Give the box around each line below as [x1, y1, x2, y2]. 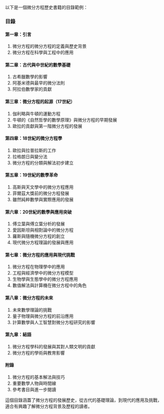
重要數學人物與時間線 [12, 380, 56, 386]
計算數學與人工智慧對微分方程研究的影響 [12, 319, 95, 325]
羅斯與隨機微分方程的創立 [12, 233, 65, 239]
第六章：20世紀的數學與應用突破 [5, 208, 72, 215]
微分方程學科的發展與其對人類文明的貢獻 [12, 343, 95, 349]
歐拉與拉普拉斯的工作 [12, 147, 56, 153]
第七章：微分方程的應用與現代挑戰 [5, 252, 75, 258]
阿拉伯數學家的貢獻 [12, 86, 52, 92]
